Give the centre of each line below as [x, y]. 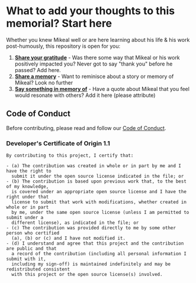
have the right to [29, 171]
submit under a [25, 218]
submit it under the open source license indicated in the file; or [98, 176]
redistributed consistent [38, 269]
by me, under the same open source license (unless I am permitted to [100, 213]
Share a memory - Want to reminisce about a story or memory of [94, 76]
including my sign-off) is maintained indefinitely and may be [91, 264]
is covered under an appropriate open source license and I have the [99, 192]
